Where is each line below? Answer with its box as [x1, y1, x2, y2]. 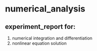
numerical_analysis [5, 3, 86, 14]
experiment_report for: [5, 23, 76, 31]
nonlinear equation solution [12, 40, 67, 46]
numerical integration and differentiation [12, 35, 93, 41]
